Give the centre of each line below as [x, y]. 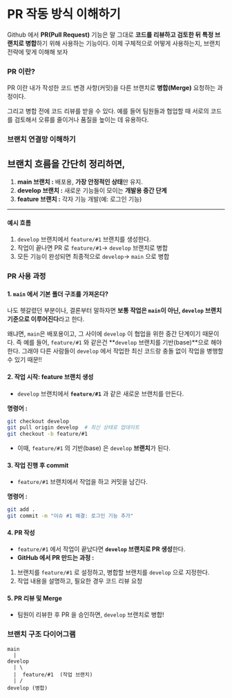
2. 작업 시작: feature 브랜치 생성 [50, 376]
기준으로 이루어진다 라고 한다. [46, 319]
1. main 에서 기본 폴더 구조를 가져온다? [58, 293]
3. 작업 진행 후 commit [38, 465]
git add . [21, 510]
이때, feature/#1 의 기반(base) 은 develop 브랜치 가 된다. [94, 448]
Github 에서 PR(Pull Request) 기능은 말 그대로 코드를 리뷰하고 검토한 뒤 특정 [110, 35]
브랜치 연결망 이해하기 [41, 139]
